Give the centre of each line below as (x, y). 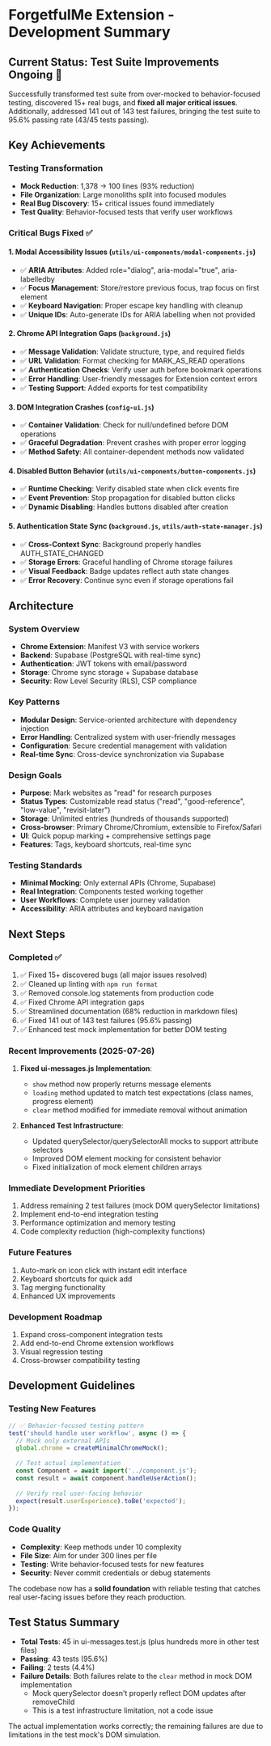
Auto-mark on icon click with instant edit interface (104, 1270)
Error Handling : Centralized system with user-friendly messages (128, 737)
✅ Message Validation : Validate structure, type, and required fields (132, 352)
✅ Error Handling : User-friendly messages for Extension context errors (139, 379)
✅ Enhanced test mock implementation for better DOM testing (123, 1029)
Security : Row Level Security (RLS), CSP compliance (108, 681)
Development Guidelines (72, 1386)
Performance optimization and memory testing (98, 1223)
